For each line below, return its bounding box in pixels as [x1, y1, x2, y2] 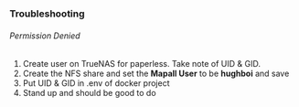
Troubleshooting [9, 7, 85, 20]
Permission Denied [9, 30, 80, 41]
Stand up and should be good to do [22, 88, 157, 99]
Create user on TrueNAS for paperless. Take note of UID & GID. [22, 59, 261, 70]
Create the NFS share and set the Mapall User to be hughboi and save [22, 68, 290, 80]
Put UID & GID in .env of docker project [22, 78, 170, 89]
